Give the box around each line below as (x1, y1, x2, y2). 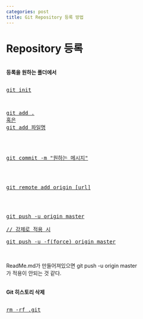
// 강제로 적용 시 (6, 226, 51, 233)
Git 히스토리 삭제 (6, 289, 45, 296)
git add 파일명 (6, 124, 46, 131)
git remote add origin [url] (6, 184, 91, 191)
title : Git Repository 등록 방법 (6, 14, 84, 20)
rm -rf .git (6, 307, 41, 313)
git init (6, 87, 31, 93)
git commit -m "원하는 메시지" (6, 155, 88, 161)
